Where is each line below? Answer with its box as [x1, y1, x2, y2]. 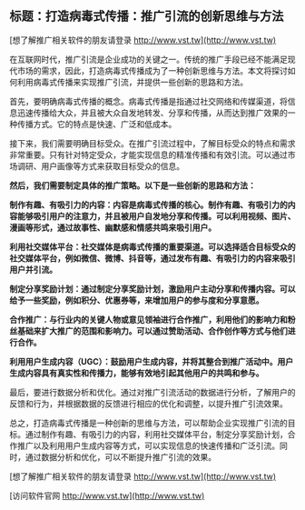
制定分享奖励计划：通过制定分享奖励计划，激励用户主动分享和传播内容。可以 [9, 283, 296, 294]
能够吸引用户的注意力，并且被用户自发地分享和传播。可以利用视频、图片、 [16, 210, 296, 221]
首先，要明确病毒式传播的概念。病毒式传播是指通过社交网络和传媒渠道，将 [9, 95, 288, 106]
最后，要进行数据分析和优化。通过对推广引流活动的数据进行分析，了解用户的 [9, 386, 296, 397]
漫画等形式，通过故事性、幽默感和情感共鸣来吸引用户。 [9, 222, 216, 233]
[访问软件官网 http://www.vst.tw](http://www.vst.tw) [9, 490, 205, 501]
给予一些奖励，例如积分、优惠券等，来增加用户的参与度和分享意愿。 [9, 295, 264, 305]
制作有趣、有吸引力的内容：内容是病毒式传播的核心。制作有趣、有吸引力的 [9, 199, 288, 210]
